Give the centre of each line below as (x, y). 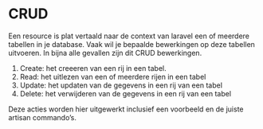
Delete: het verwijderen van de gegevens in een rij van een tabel (126, 93)
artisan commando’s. (43, 117)
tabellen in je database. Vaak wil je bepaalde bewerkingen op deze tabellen (131, 44)
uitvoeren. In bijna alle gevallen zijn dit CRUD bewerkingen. (105, 53)
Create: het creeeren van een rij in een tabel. (93, 68)
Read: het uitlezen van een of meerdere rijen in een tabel (113, 76)
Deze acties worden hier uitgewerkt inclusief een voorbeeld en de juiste (126, 109)
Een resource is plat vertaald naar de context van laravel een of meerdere (129, 36)
